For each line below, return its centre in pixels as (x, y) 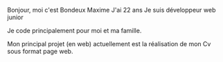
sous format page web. (40, 51)
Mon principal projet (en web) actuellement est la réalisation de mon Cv (109, 44)
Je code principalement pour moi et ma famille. (74, 31)
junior (15, 17)
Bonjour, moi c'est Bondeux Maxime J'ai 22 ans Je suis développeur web (111, 10)
